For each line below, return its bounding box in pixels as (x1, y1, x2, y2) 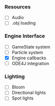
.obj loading (11, 20, 36, 26)
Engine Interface (4, 33, 45, 40)
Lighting (4, 73, 25, 79)
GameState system (11, 44, 51, 50)
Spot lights (11, 95, 34, 101)
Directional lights (11, 90, 46, 96)
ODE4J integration (11, 60, 50, 66)
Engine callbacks (11, 55, 47, 61)
